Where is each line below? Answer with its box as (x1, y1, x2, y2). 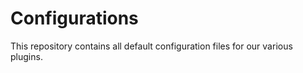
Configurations (10, 7, 139, 30)
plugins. (10, 50, 43, 62)
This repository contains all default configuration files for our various (10, 40, 293, 52)
